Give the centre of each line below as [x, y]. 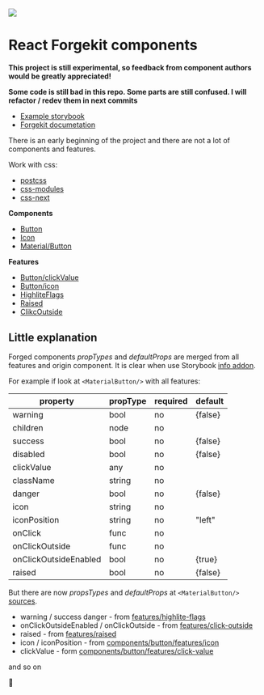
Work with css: [33, 165]
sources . [23, 601]
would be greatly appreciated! [60, 76]
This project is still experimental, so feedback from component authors [130, 68]
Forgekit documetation [58, 125]
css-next [35, 197]
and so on [25, 667]
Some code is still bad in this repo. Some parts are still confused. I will [128, 92]
